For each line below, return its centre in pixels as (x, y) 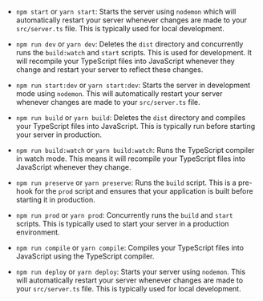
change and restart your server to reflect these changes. (109, 70)
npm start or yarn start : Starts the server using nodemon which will (126, 12)
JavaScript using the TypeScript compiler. (85, 256)
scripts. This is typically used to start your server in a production (122, 224)
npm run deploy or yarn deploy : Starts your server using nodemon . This (131, 272)
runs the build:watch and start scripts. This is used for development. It (134, 52)
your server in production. (59, 134)
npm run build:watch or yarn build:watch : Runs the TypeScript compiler (135, 150)
